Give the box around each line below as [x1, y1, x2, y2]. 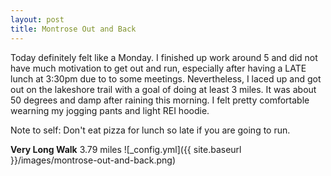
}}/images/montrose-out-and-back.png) [10, 154, 176, 166]
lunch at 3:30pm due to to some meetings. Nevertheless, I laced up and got [10, 72, 322, 85]
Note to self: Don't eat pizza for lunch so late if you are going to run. [10, 124, 291, 136]
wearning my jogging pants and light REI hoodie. [10, 104, 210, 116]
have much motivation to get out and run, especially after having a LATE [10, 62, 307, 74]
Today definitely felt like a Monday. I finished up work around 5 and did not [10, 51, 318, 63]
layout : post [10, 14, 65, 25]
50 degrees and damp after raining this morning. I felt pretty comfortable [10, 94, 310, 106]
